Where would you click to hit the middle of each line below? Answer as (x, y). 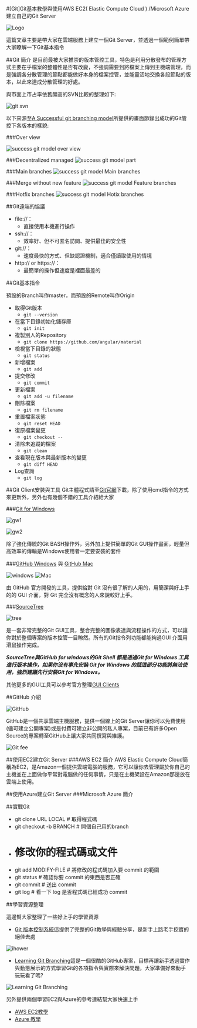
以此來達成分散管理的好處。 (50, 82)
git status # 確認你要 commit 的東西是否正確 (67, 877)
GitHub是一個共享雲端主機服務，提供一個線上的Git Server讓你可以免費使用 (96, 721)
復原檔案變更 (30, 430)
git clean (35, 451)
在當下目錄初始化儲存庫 (43, 321)
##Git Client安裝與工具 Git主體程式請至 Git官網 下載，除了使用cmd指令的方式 (97, 490)
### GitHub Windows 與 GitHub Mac (50, 564)
